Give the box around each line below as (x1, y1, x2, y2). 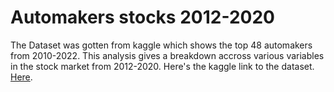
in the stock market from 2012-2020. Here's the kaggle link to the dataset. (10, 60, 315, 72)
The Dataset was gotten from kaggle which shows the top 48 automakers (10, 39, 313, 51)
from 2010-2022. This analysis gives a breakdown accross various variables (10, 49, 325, 61)
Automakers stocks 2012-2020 (10, 6, 275, 29)
